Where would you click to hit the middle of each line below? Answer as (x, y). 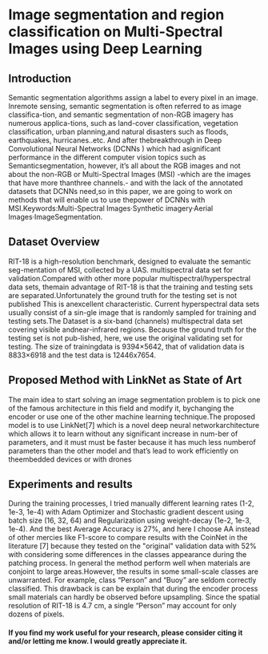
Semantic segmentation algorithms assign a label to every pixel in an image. (133, 97)
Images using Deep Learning (105, 49)
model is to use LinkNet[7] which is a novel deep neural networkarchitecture (134, 425)
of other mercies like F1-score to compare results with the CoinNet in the (128, 538)
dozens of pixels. (36, 614)
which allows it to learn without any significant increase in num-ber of (123, 434)
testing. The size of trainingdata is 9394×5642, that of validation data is (127, 346)
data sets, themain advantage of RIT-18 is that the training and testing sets (131, 287)
